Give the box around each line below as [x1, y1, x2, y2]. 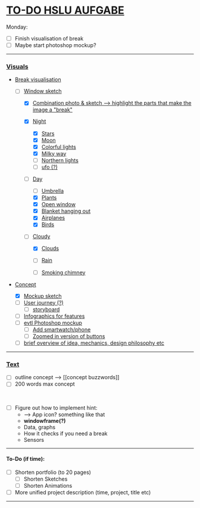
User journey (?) [23, 299, 64, 306]
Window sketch [23, 88, 62, 95]
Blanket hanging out [41, 207, 91, 215]
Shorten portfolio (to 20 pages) [14, 469, 91, 476]
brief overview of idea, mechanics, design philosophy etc [23, 339, 165, 346]
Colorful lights [41, 143, 76, 150]
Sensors [23, 436, 45, 443]
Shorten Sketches [23, 475, 68, 482]
